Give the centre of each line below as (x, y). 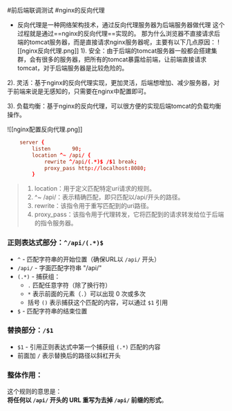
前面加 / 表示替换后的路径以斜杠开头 (69, 355)
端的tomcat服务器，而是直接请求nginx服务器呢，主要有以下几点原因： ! (118, 42)
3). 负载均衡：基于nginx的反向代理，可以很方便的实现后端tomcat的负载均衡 (114, 106)
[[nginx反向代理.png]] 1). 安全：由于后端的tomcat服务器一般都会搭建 (114, 51)
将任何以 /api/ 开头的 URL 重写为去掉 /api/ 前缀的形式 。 (87, 400)
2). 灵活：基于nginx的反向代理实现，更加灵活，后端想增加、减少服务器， (110, 83)
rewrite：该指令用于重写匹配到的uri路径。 (94, 206)
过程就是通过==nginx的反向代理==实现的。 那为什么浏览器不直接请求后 (118, 34)
